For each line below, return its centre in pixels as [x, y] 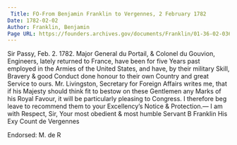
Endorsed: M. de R [34, 135]
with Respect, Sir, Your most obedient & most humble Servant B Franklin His [117, 114]
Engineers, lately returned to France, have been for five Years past [104, 62]
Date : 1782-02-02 [33, 21]
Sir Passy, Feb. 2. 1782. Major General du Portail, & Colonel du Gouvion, [111, 54]
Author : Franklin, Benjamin [49, 27]
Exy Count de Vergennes [43, 122]
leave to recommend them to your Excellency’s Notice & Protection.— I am [115, 106]
